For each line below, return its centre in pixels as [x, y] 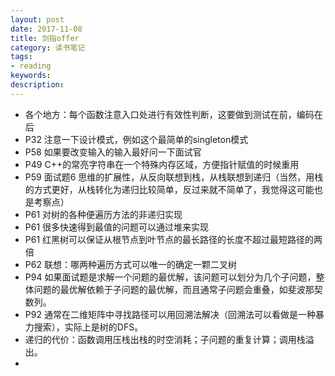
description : [37, 85]
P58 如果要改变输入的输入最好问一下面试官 [113, 152]
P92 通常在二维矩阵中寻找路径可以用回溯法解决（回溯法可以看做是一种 [170, 314]
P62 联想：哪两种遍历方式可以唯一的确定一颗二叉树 [130, 264]
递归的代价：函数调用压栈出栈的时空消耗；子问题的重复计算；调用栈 [165, 339]
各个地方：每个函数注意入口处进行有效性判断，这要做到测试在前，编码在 [173, 114]
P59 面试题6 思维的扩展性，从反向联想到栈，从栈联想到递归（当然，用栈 [174, 177]
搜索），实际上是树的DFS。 [88, 327]
